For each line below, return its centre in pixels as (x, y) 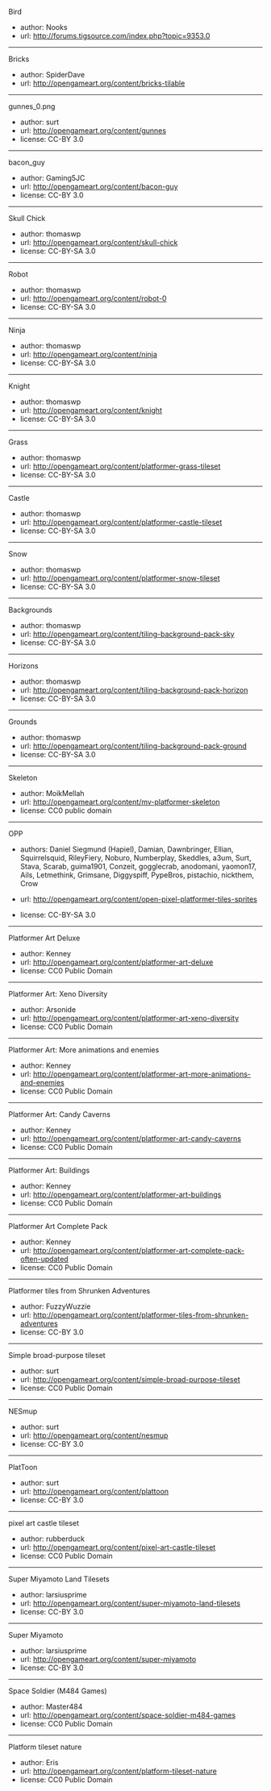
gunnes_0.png (32, 106)
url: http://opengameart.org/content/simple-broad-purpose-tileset (130, 1379)
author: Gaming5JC (52, 178)
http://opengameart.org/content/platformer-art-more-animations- (142, 1074)
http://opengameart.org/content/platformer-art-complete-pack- (138, 1250)
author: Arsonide (48, 1010)
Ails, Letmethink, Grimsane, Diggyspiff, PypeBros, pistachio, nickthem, (137, 875)
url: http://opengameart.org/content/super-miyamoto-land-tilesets (130, 1603)
